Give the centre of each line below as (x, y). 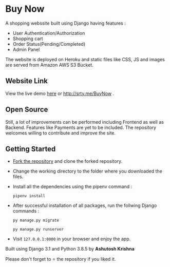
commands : (26, 211)
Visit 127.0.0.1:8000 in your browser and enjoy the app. (72, 239)
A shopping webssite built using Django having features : (65, 23)
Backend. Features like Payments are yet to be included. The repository (81, 127)
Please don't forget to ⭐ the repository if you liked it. (61, 259)
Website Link (26, 81)
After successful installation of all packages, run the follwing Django (85, 205)
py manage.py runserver (38, 230)
